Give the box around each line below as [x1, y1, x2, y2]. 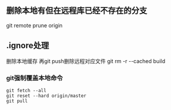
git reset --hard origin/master [6, 93, 86, 99]
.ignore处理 [6, 40, 49, 51]
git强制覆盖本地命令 [6, 74, 63, 82]
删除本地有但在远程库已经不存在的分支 [6, 5, 147, 16]
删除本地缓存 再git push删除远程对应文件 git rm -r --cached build [6, 57, 166, 64]
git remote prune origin [6, 21, 63, 29]
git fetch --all [6, 87, 46, 93]
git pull [6, 98, 28, 104]
